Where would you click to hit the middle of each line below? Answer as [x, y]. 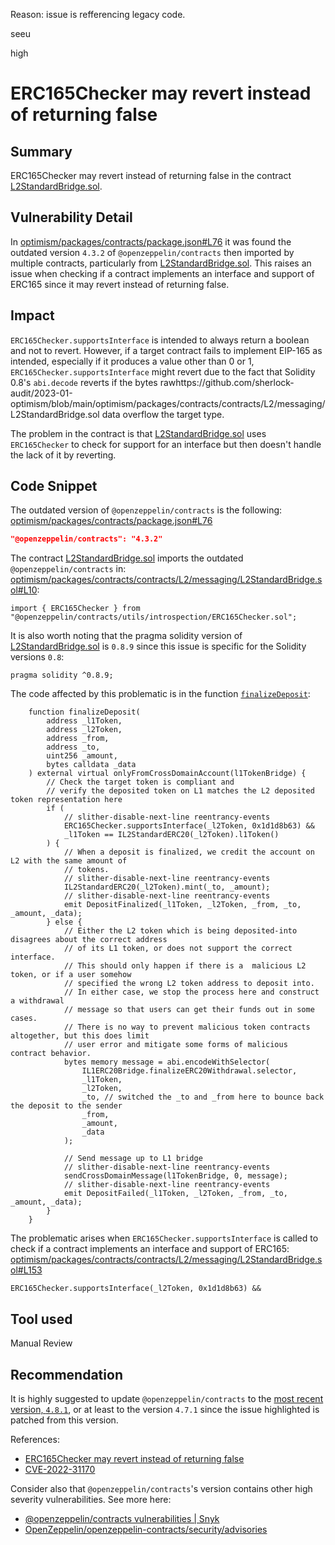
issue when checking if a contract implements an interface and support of [162, 273]
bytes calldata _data [91, 765]
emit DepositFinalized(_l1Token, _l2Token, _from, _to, [182, 905]
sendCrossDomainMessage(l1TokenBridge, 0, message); [175, 1176]
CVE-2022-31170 [60, 1469]
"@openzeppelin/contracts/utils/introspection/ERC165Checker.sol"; [154, 617]
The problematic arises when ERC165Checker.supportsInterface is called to [164, 1238]
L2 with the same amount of [69, 861]
